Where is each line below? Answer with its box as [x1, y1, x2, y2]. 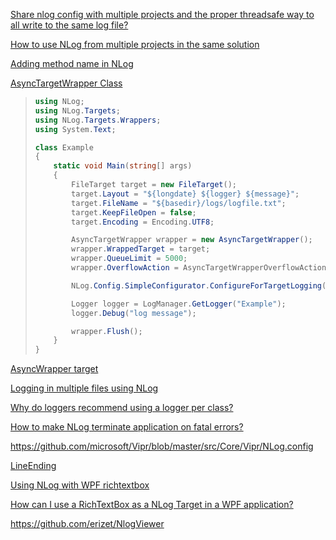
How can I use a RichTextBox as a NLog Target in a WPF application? [10, 499, 294, 511]
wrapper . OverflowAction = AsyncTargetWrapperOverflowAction [71, 263, 327, 273]
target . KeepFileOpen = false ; [71, 207, 197, 218]
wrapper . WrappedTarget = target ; [71, 244, 211, 254]
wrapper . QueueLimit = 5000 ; [71, 254, 188, 264]
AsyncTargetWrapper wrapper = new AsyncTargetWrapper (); [71, 235, 313, 245]
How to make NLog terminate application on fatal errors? [10, 421, 244, 433]
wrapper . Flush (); [71, 326, 143, 336]
